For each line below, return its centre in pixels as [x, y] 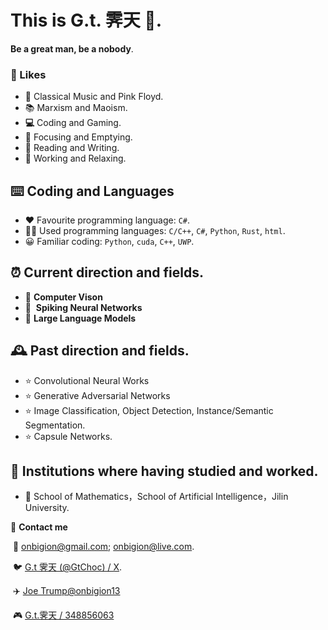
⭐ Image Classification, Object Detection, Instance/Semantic [149, 410]
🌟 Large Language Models [80, 318]
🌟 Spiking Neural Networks [83, 307]
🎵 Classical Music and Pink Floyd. [94, 97]
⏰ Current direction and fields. [107, 272]
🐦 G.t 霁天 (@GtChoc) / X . [67, 567]
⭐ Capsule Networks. [68, 436]
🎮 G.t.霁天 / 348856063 [63, 615]
